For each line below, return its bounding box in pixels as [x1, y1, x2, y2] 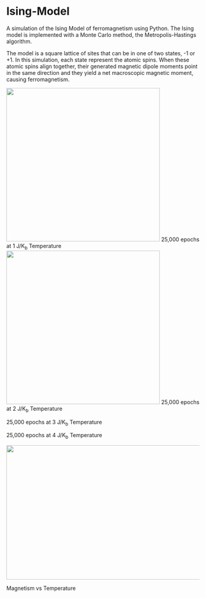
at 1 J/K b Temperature [6, 242, 62, 251]
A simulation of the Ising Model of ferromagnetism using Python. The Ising [6, 25, 194, 32]
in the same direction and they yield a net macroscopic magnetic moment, [6, 69, 194, 76]
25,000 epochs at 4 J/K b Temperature [6, 432, 102, 440]
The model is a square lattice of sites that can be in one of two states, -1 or [6, 49, 195, 56]
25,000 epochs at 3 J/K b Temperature [6, 418, 102, 427]
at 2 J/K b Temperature [6, 405, 63, 414]
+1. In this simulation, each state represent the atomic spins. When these [6, 56, 190, 63]
